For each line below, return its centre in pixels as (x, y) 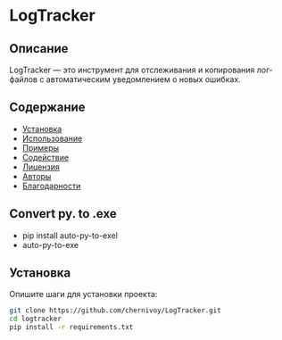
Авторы (37, 176)
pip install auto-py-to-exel (70, 235)
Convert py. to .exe (63, 214)
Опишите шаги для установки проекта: (83, 294)
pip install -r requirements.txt (71, 328)
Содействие (46, 157)
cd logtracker (36, 319)
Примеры (41, 147)
